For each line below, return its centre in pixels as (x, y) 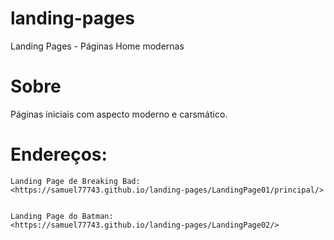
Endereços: (59, 154)
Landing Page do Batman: (62, 216)
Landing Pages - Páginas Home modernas (97, 46)
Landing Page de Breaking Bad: (75, 181)
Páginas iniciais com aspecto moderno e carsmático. (119, 114)
